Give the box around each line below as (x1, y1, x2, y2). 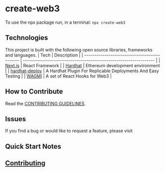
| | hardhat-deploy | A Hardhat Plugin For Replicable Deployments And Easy (5, 68, 160, 74)
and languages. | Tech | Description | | (5, 52, 83, 58)
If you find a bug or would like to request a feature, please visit (5, 128, 133, 134)
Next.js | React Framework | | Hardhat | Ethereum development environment (5, 62, 160, 68)
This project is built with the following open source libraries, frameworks (5, 46, 153, 52)
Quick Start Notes (5, 142, 61, 151)
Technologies (5, 34, 49, 42)
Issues (5, 115, 26, 123)
